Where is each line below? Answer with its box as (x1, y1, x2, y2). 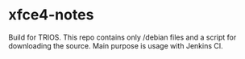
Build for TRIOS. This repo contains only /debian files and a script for (8, 32, 237, 42)
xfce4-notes (8, 6, 94, 24)
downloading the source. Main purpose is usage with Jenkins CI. (8, 40, 223, 50)
